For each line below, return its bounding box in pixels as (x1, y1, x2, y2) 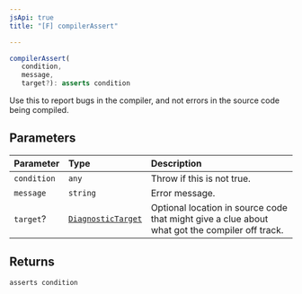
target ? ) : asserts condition (21, 79, 130, 88)
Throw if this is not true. (150, 172, 252, 185)
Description (150, 157, 202, 169)
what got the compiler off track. (150, 223, 284, 236)
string (67, 187, 97, 198)
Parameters (9, 131, 76, 146)
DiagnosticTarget (67, 213, 142, 224)
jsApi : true (9, 13, 54, 22)
